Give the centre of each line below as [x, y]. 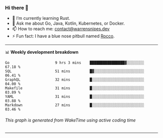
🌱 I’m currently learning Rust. [41, 18]
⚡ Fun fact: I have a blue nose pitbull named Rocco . [63, 36]
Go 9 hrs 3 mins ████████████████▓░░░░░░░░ [75, 63]
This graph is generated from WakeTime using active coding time [70, 120]
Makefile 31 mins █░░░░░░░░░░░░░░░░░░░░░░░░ [75, 88]
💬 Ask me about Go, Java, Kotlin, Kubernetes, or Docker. [68, 23]
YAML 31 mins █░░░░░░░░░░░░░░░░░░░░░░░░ [75, 97]
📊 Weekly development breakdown [42, 52]
